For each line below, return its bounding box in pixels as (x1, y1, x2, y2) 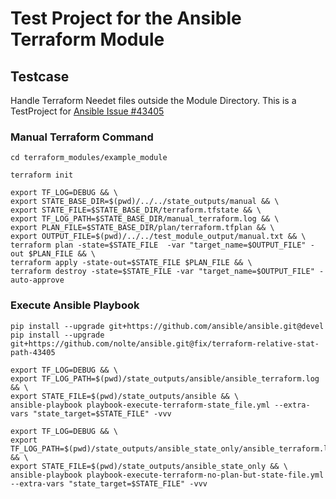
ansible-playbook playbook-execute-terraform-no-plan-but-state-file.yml (10, 470, 325, 480)
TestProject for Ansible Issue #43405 (10, 105, 165, 117)
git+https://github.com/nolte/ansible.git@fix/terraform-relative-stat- (10, 338, 320, 349)
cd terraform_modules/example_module (10, 153, 168, 163)
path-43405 (10, 347, 56, 357)
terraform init (10, 170, 74, 181)
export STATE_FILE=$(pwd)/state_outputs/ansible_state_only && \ (10, 461, 288, 471)
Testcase (10, 68, 70, 85)
